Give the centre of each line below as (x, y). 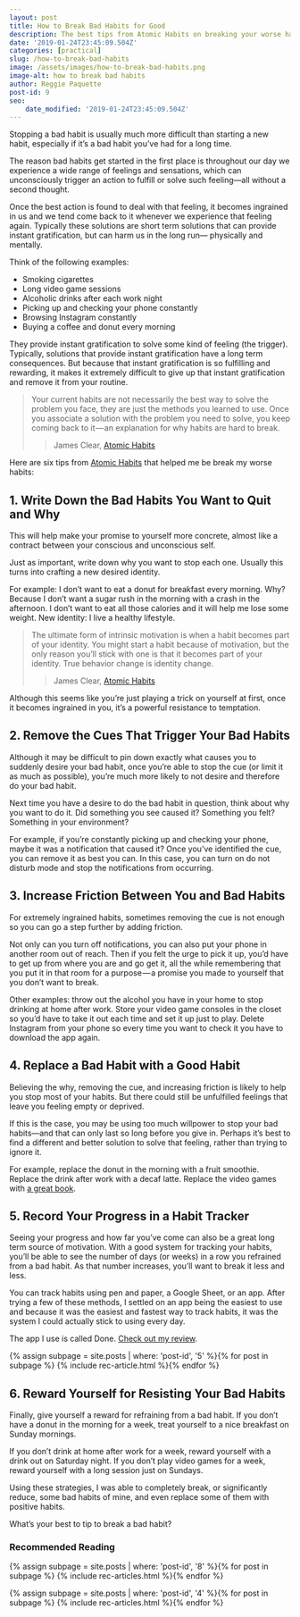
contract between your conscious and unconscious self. (112, 545)
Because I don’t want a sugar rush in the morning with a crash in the (135, 599)
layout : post (33, 17)
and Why (35, 514)
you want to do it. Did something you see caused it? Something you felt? (142, 812)
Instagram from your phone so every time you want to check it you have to (146, 1027)
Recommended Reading (62, 1547)
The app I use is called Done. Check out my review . (104, 1339)
